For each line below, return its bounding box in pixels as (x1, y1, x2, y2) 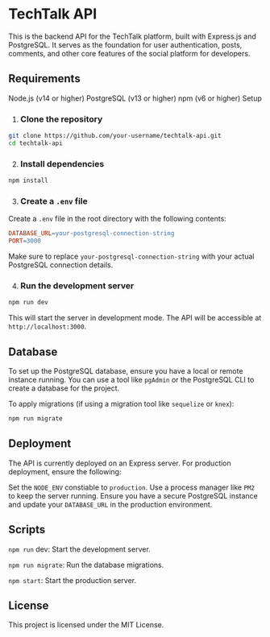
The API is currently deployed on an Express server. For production (8, 458, 231, 468)
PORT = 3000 (8, 237, 42, 246)
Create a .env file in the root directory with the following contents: (8, 214, 227, 224)
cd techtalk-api (8, 139, 63, 147)
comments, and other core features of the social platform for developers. (8, 48, 251, 58)
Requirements (8, 72, 81, 85)
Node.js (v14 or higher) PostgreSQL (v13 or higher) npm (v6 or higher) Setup (8, 93, 262, 103)
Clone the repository (19, 114, 103, 125)
